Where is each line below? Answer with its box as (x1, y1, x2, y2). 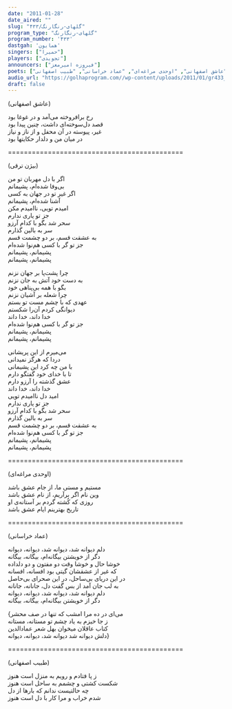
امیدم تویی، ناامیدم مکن (8, 204, 69, 212)
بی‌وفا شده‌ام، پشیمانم (8, 182, 65, 190)
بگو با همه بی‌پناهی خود (8, 283, 66, 291)
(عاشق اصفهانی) (8, 99, 51, 107)
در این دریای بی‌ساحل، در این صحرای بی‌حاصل (8, 575, 126, 583)
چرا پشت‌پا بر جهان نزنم (8, 269, 69, 277)
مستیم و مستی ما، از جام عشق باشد (8, 483, 102, 491)
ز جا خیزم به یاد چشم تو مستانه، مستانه (8, 617, 109, 626)
